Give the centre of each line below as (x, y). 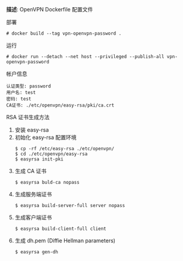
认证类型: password (29, 86)
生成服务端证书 (33, 194)
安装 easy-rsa (32, 130)
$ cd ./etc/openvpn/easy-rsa (51, 154)
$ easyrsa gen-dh (36, 252)
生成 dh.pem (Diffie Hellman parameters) (65, 241)
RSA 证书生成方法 (28, 117)
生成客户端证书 (33, 217)
